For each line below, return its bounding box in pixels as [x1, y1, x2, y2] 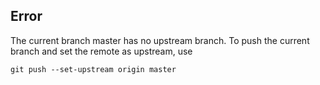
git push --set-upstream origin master [10, 64, 177, 74]
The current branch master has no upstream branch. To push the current [10, 34, 310, 46]
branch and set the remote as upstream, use [10, 45, 193, 57]
